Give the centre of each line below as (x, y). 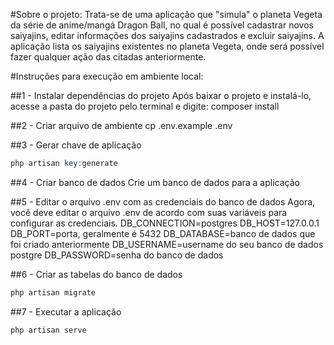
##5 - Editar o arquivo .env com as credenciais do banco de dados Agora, (163, 201)
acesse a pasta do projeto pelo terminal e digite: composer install (145, 106)
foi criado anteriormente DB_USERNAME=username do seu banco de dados (167, 244)
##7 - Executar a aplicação (66, 311)
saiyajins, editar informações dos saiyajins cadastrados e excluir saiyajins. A (167, 35)
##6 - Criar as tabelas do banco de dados (96, 274)
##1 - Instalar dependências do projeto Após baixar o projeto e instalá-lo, (161, 95)
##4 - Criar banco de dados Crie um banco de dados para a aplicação (155, 182)
